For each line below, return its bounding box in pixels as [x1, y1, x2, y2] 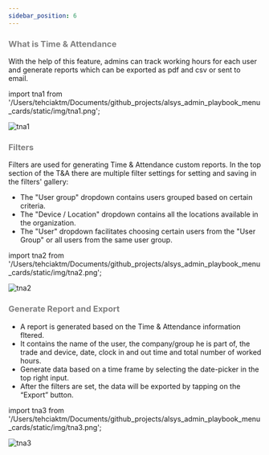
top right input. [19, 372, 70, 382]
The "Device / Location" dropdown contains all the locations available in [19, 209, 259, 219]
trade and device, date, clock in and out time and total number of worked [19, 347, 262, 357]
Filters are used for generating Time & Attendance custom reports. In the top [8, 160, 262, 169]
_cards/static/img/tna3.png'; [8, 422, 102, 432]
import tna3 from [8, 405, 64, 415]
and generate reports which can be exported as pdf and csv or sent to [8, 65, 241, 75]
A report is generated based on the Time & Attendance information [19, 322, 241, 331]
